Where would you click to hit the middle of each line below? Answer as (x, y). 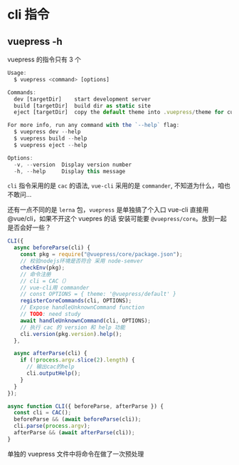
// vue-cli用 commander (55, 287)
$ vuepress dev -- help (47, 132)
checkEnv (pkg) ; (43, 267)
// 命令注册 (36, 274)
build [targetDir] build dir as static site (83, 106)
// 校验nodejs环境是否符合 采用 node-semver (82, 261)
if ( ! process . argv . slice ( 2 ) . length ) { (78, 360)
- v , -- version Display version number (73, 165)
